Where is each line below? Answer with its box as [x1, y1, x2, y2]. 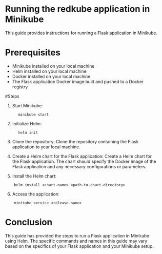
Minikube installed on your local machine [12, 63, 95, 69]
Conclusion [5, 217, 53, 228]
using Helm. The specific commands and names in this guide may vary [5, 238, 147, 244]
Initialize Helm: [12, 120, 42, 126]
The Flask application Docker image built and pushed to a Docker [12, 78, 144, 84]
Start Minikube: [12, 102, 43, 108]
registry [12, 84, 28, 90]
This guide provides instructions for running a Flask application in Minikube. [5, 30, 158, 36]
